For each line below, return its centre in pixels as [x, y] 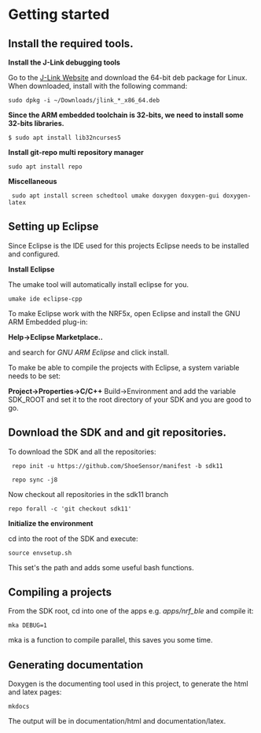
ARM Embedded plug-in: [48, 322]
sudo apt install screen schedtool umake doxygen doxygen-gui [116, 196]
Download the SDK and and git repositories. [117, 433]
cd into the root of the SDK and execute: [74, 538]
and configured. [34, 254]
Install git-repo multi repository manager [76, 152]
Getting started [59, 15]
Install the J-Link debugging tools [64, 62]
